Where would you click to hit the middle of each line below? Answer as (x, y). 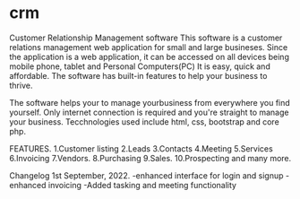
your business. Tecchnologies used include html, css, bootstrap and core (144, 121)
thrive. (21, 85)
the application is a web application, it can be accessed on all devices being (149, 56)
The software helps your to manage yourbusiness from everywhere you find (150, 102)
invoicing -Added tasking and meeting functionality (142, 185)
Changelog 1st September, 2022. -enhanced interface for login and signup (146, 175)
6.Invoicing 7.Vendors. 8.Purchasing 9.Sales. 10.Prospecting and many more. (150, 158)
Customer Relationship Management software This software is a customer (146, 38)
